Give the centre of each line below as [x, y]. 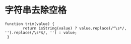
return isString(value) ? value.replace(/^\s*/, [75, 28]
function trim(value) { [30, 24]
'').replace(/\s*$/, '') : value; [41, 32]
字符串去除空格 [36, 10]
